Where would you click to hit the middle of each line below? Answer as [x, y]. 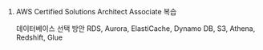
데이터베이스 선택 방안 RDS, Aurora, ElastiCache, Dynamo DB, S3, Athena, [136, 29]
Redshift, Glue [39, 37]
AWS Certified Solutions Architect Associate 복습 [96, 12]
